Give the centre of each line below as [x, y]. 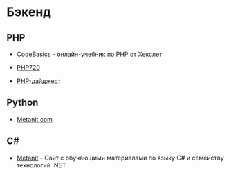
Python [22, 103]
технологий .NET [41, 165]
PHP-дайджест [38, 81]
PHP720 [28, 67]
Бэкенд [29, 12]
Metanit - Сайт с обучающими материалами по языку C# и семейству [120, 158]
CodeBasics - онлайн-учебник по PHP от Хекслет [89, 54]
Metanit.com [35, 119]
